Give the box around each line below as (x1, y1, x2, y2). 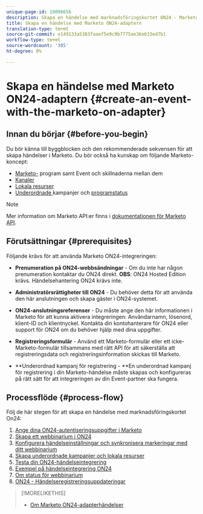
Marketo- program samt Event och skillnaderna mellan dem (14, 170, 163, 177)
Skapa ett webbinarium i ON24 (14, 433, 92, 440)
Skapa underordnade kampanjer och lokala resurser (14, 452, 145, 460)
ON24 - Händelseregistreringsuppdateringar (14, 478, 126, 485)
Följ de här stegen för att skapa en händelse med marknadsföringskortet (6, 408, 186, 416)
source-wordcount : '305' (6, 43, 69, 49)
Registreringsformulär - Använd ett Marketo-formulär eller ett (14, 338, 171, 345)
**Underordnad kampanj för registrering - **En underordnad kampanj (14, 362, 192, 369)
